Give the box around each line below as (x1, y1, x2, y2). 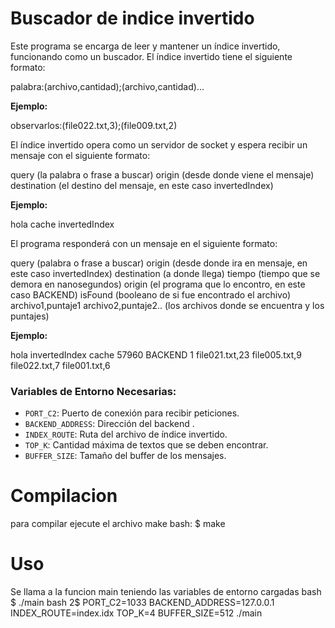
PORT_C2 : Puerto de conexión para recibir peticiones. (24, 407, 240, 419)
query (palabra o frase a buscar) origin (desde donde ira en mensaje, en (10, 257, 308, 269)
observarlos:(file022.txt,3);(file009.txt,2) (10, 119, 178, 131)
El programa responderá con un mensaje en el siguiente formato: (10, 237, 278, 249)
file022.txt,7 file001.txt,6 (10, 359, 111, 371)
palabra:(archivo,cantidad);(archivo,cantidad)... (10, 80, 205, 92)
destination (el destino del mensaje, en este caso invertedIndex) (10, 179, 274, 191)
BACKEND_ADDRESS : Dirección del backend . (24, 418, 195, 430)
